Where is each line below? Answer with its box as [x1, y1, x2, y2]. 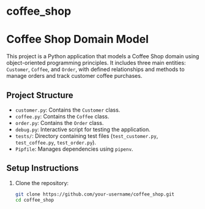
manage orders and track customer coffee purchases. [6, 72, 143, 80]
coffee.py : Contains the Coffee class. [15, 112, 110, 120]
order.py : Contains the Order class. [15, 119, 104, 126]
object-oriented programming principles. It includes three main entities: [6, 59, 186, 67]
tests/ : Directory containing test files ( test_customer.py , [15, 132, 158, 139]
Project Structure [6, 90, 73, 101]
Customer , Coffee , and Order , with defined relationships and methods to [6, 66, 185, 73]
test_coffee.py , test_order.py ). [15, 139, 97, 146]
